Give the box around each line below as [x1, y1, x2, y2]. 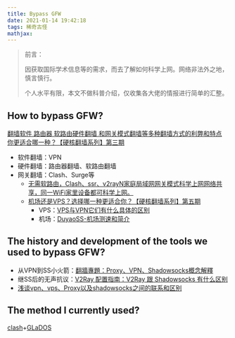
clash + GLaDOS [7, 323, 52, 332]
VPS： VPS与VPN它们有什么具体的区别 [38, 206, 150, 215]
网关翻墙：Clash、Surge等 [17, 170, 95, 180]
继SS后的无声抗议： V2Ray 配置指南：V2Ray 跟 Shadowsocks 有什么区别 [17, 275, 228, 283]
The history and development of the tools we [7, 235, 208, 247]
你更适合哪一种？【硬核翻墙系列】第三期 [7, 138, 125, 146]
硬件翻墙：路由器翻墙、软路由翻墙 [17, 162, 117, 170]
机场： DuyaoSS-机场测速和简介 [38, 215, 130, 223]
